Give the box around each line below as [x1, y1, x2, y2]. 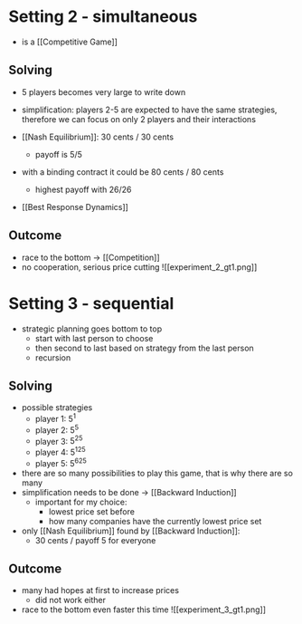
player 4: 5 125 [34, 446, 87, 457]
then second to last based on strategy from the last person [34, 342, 254, 353]
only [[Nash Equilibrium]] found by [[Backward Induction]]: [21, 525, 241, 536]
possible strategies [21, 402, 93, 413]
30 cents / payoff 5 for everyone [34, 534, 156, 545]
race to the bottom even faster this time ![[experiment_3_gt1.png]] [21, 604, 266, 615]
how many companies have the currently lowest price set [48, 515, 262, 526]
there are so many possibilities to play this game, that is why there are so [21, 467, 293, 478]
